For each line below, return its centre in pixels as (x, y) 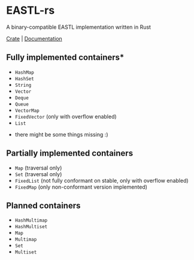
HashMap (24, 72)
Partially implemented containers (70, 153)
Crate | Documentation (34, 38)
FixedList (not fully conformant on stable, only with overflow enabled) (101, 180)
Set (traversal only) (38, 174)
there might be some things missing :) (62, 134)
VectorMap (27, 111)
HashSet (24, 78)
